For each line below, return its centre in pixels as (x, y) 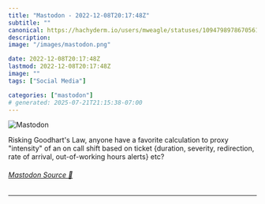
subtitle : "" (30, 23)
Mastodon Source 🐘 (41, 175)
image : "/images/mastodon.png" (60, 45)
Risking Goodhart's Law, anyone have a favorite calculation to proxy (118, 140)
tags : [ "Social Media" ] (47, 81)
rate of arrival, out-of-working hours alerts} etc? (86, 157)
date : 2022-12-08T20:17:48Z (54, 59)
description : (30, 37)
